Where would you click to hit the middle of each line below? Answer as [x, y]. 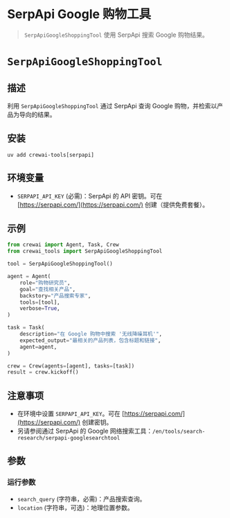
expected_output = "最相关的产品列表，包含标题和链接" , [90, 340]
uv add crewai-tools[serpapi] [51, 155]
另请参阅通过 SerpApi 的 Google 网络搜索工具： [85, 431]
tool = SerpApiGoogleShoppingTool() [60, 264]
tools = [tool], [40, 302]
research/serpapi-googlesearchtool [69, 438]
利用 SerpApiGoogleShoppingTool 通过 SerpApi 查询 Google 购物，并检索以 [112, 105]
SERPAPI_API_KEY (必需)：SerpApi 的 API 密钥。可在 [90, 196]
